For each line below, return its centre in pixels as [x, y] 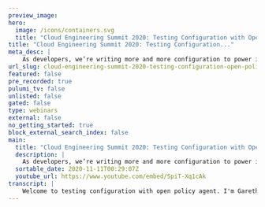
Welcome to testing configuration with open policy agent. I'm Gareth [141, 191]
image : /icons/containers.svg [65, 30]
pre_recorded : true [40, 81]
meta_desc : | [30, 52]
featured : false [35, 74]
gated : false [30, 103]
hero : [17, 23]
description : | [40, 154]
